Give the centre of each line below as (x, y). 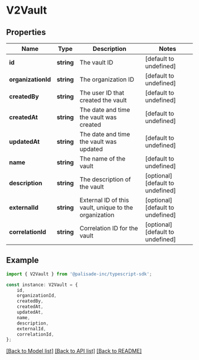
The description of (105, 179)
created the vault (103, 100)
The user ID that (102, 93)
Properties (26, 32)
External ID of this (104, 200)
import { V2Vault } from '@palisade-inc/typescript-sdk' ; (79, 274)
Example (23, 260)
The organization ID (107, 79)
